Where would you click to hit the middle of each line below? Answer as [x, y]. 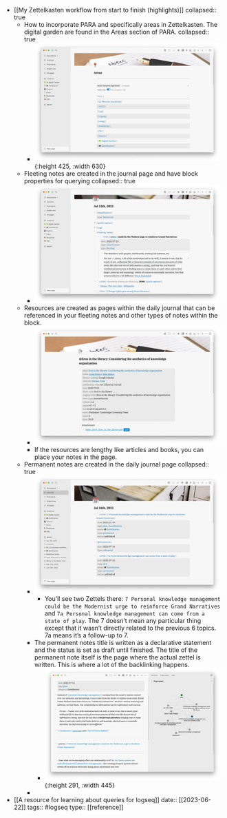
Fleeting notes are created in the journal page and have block [111, 174]
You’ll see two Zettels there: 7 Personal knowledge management [132, 599]
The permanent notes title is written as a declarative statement [123, 643]
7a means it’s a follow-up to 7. [86, 635]
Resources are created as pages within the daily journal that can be [119, 308]
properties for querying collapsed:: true [80, 181]
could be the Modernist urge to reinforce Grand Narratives [132, 607]
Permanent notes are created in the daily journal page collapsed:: [117, 464]
